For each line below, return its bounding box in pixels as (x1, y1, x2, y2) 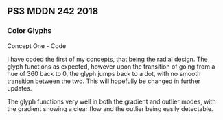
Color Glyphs (7, 26, 52, 36)
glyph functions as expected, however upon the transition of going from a (7, 62, 215, 71)
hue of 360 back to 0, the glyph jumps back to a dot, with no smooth (7, 69, 201, 77)
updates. (7, 84, 32, 92)
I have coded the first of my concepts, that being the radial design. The (7, 55, 208, 63)
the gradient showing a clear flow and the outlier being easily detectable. (7, 104, 213, 112)
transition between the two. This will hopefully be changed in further (7, 77, 201, 85)
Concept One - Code (7, 41, 67, 50)
